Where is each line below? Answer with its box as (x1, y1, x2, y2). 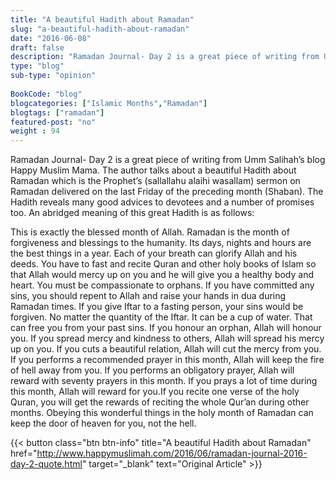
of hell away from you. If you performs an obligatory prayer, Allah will (10, 364, 295, 376)
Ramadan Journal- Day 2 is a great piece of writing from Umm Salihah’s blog (10, 154, 326, 166)
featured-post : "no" (10, 117, 97, 127)
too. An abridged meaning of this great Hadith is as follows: (10, 207, 255, 219)
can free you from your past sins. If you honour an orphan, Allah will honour (10, 322, 322, 334)
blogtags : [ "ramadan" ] (10, 107, 105, 118)
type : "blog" (10, 61, 65, 71)
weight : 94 (10, 126, 60, 136)
